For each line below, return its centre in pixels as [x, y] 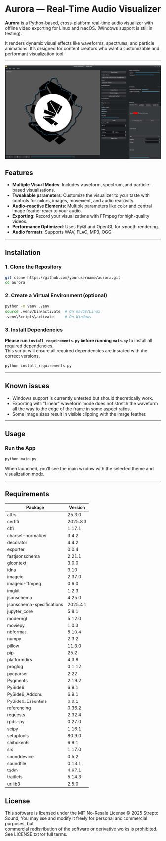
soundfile [17, 763]
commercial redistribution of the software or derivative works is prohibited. [81, 829]
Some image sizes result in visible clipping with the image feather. [79, 414]
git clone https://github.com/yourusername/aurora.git [63, 278]
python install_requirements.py [38, 366]
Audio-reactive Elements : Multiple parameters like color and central [82, 206]
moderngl [17, 618]
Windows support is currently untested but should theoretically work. [83, 398]
